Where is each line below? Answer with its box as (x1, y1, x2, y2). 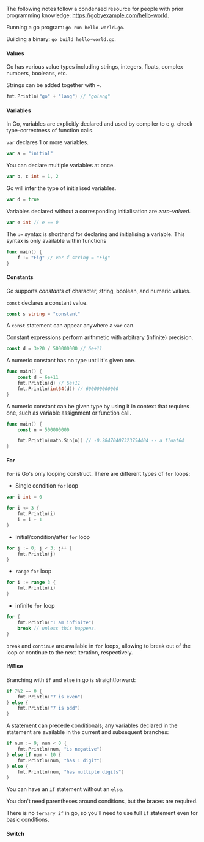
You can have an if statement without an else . (6, 786, 124, 793)
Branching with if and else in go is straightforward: (6, 676, 136, 683)
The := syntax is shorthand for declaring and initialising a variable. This (6, 230, 185, 238)
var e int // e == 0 (6, 219, 59, 226)
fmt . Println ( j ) (17, 551, 56, 557)
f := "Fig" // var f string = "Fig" (17, 255, 111, 261)
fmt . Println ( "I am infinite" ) (17, 619, 95, 626)
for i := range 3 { (6, 580, 56, 586)
